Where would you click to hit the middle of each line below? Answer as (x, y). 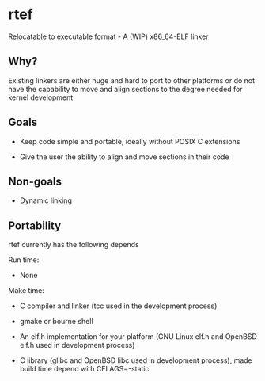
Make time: (26, 291)
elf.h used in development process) (77, 345)
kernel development (41, 97)
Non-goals (35, 181)
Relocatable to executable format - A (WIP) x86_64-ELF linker (108, 36)
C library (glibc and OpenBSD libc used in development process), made (136, 360)
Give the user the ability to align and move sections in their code (124, 157)
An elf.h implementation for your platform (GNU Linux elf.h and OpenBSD (138, 337)
